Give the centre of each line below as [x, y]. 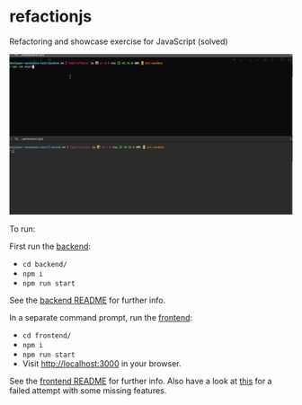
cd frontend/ [47, 335]
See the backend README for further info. [88, 300]
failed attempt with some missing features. [88, 390]
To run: [22, 229]
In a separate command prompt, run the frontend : [101, 317]
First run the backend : [50, 246]
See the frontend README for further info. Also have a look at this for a [141, 381]
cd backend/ [44, 264]
